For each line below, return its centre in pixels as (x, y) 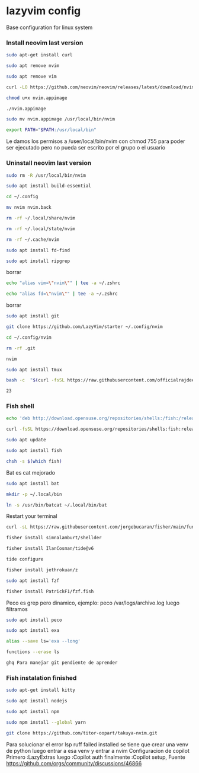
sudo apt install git (33, 316)
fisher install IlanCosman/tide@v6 (50, 549)
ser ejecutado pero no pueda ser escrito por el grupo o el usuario (86, 148)
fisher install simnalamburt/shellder (54, 538)
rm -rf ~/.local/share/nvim (41, 218)
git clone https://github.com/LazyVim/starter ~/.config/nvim (84, 327)
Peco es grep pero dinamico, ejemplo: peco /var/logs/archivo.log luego (93, 603)
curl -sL (17, 527)
